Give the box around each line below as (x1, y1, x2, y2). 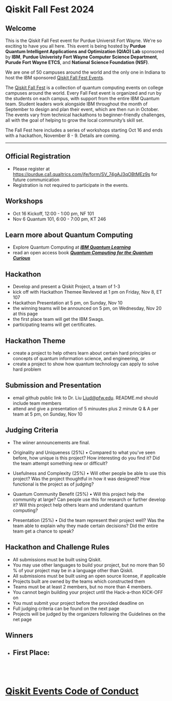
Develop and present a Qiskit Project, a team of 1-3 (12, 283, 120, 290)
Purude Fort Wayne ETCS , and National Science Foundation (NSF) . (5, 59, 149, 65)
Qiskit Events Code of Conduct (5, 685, 139, 697)
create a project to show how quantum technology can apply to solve (12, 361, 159, 367)
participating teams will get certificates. (12, 321, 96, 328)
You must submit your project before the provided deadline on (12, 600, 144, 606)
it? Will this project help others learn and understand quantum (12, 501, 143, 508)
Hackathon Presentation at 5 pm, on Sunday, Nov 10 (12, 300, 123, 306)
